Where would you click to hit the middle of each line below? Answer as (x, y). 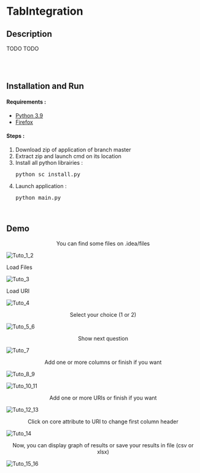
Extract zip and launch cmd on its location (68, 156)
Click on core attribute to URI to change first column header (103, 422)
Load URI (18, 291)
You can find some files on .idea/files (103, 243)
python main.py (38, 198)
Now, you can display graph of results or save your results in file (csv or (103, 445)
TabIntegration (45, 11)
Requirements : (26, 102)
